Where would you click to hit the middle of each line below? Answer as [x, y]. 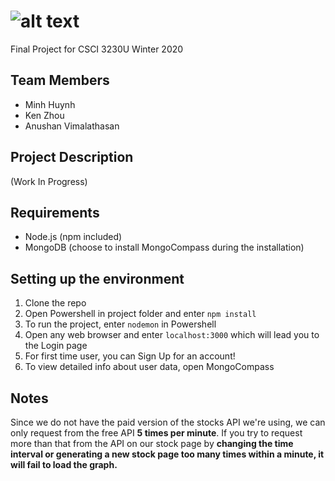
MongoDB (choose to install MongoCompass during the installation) [164, 247]
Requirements [55, 212]
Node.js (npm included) [73, 237]
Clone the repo [55, 303]
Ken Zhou [44, 115]
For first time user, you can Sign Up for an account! [130, 356]
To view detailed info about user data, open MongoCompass [149, 367]
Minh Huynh [50, 104]
